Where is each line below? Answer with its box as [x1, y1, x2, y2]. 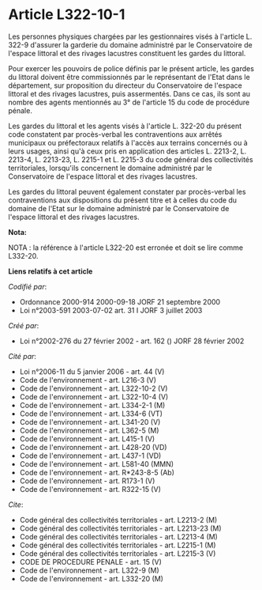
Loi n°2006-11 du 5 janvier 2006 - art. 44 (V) [19, 366, 165, 376]
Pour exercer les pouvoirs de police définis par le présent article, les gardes [8, 63, 255, 73]
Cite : [8, 500, 24, 509]
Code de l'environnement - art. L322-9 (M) [19, 565, 159, 575]
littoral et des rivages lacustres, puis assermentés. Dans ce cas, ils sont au [8, 89, 251, 98]
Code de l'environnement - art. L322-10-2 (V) [19, 384, 168, 393]
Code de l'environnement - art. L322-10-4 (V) [19, 391, 169, 401]
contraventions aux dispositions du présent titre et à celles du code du [8, 195, 238, 205]
